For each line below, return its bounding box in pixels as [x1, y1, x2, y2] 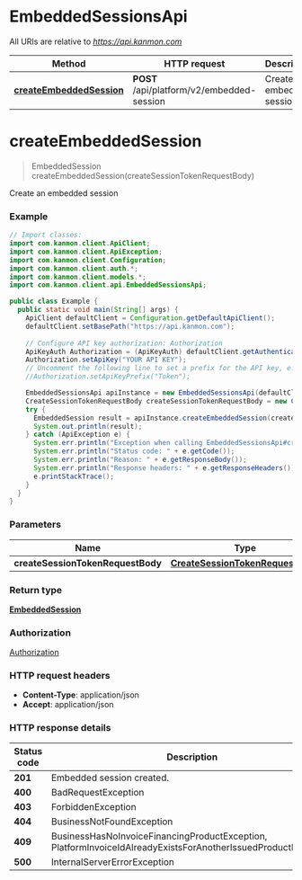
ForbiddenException [50, 800, 137, 813]
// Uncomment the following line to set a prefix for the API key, [25, 364, 283, 373]
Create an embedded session [9, 187, 119, 199]
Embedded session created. [50, 771, 170, 784]
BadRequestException [50, 786, 145, 798]
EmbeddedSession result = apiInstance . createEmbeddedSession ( [32, 413, 271, 422]
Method [51, 57, 86, 69]
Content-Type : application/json [22, 689, 139, 700]
